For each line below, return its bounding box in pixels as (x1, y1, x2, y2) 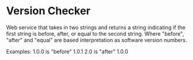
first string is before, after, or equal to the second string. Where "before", (6, 30, 184, 37)
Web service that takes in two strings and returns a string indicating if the (6, 24, 186, 31)
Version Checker (6, 4, 91, 18)
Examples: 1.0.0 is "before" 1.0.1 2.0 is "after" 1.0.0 (6, 48, 129, 55)
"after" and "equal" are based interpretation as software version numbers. (6, 36, 187, 43)
